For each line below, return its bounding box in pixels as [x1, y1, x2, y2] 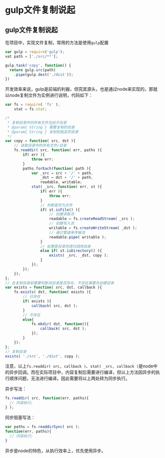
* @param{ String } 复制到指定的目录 [7, 129, 79, 134]
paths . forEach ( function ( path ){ [23, 166, 91, 171]
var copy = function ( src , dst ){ [5, 138, 76, 143]
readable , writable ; [40, 180, 82, 185]
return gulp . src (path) [9, 67, 56, 72]
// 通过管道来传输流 [49, 230, 85, 235]
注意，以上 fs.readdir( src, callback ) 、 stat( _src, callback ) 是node [5, 363, 154, 369]
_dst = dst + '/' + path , [40, 175, 93, 180]
